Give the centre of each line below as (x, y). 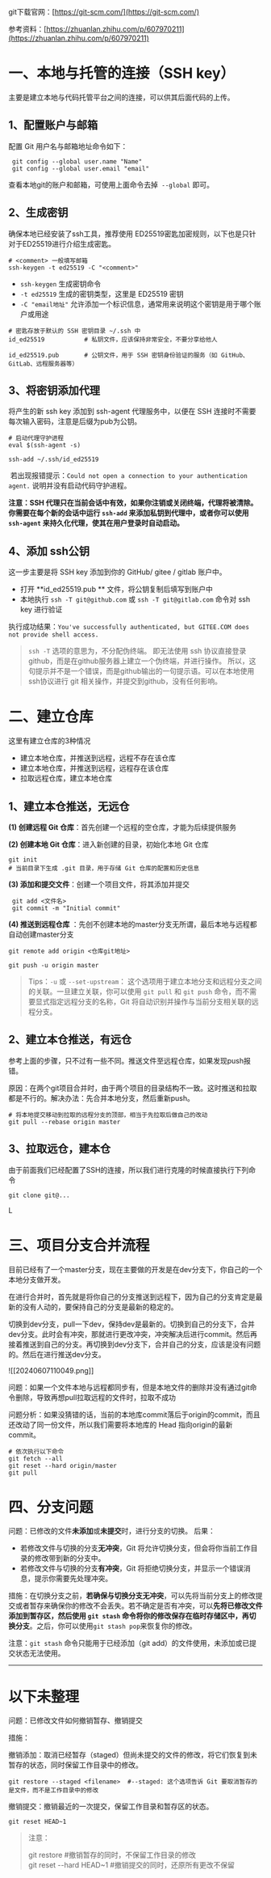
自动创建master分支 (41, 934)
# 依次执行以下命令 (36, 1451)
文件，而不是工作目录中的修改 (56, 1791)
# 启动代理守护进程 (36, 438)
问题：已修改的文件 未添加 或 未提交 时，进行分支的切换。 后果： (112, 1531)
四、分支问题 (51, 1507)
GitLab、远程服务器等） (44, 364)
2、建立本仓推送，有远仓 (70, 1040)
